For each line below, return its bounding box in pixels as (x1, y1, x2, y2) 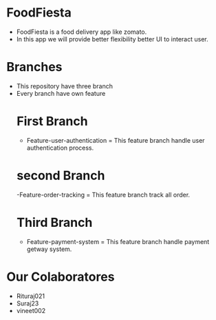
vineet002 (16, 306, 46, 314)
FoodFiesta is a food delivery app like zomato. (16, 28, 147, 36)
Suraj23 (16, 299, 39, 308)
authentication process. (26, 143, 94, 152)
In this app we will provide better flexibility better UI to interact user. (16, 34, 208, 43)
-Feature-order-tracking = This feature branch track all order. (16, 190, 191, 199)
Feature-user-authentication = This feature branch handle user (26, 136, 205, 144)
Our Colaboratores (6, 269, 115, 284)
